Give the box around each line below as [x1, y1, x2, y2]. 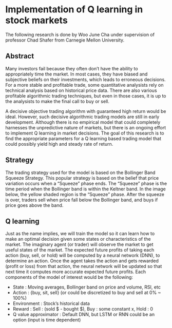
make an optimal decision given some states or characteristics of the [5, 236, 151, 242]
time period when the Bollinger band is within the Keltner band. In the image [5, 186, 166, 192]
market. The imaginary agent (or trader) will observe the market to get [5, 241, 154, 247]
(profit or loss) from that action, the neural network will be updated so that [5, 263, 162, 269]
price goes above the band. [5, 202, 64, 208]
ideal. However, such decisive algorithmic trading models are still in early [5, 113, 160, 120]
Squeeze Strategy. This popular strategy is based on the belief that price [5, 175, 159, 181]
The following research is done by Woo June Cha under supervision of [5, 31, 155, 37]
